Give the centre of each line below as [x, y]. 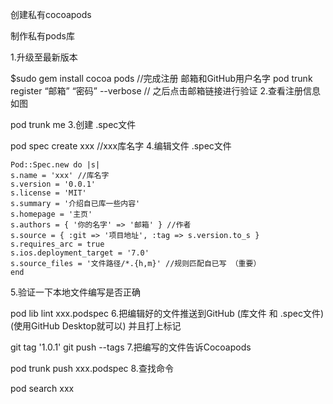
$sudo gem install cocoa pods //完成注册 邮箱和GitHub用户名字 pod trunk [161, 78]
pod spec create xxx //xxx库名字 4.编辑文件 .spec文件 [121, 146]
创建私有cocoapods [51, 14]
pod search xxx [42, 388]
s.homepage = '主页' [51, 214]
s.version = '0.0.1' [53, 184]
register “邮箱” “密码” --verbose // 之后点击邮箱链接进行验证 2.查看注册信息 [166, 91]
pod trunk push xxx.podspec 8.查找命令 [92, 368]
